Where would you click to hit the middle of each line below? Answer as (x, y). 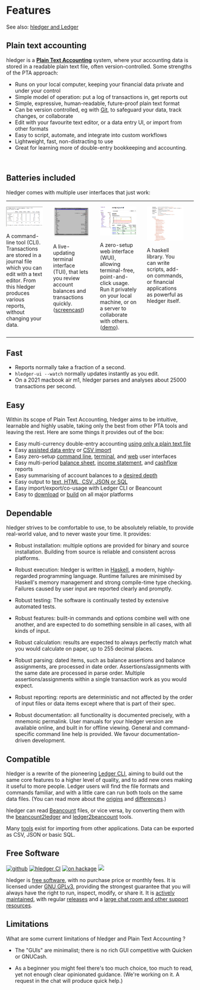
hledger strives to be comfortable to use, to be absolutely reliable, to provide (100, 528)
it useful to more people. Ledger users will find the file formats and (88, 786)
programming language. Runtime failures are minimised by (110, 576)
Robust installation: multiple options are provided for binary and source (102, 546)
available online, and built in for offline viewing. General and (88, 728)
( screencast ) (69, 310)
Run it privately (118, 289)
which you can (24, 267)
